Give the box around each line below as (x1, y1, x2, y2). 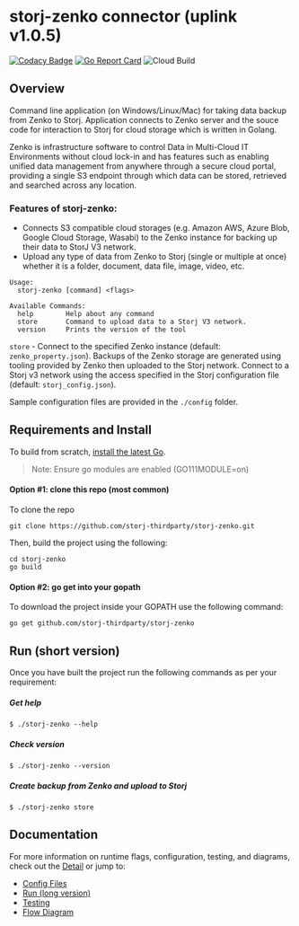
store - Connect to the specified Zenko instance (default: (9, 341, 222, 352)
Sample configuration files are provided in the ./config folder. (9, 397, 239, 408)
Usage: (9, 278, 34, 287)
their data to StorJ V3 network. (22, 242, 136, 252)
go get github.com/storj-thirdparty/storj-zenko (9, 619, 195, 628)
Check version (9, 738, 66, 749)
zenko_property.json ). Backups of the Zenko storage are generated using (9, 350, 281, 361)
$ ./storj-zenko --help (9, 720, 99, 729)
